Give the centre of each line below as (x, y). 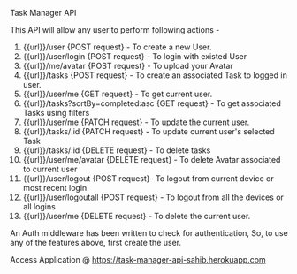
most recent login (55, 188)
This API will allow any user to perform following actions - (115, 30)
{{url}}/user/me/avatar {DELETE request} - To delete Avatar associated (152, 160)
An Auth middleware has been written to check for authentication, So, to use (149, 233)
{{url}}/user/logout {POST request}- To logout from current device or (148, 179)
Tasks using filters (56, 113)
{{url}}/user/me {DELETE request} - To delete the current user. (137, 216)
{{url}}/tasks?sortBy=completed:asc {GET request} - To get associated (152, 103)
